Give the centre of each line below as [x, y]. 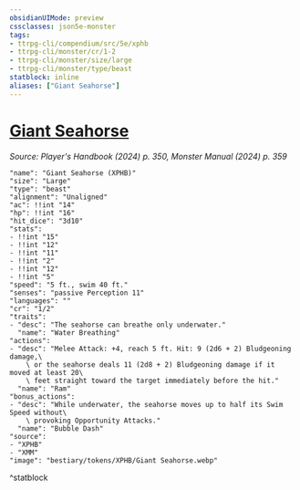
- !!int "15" [34, 237]
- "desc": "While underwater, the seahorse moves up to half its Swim [146, 404]
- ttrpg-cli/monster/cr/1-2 [63, 52]
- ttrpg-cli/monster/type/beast [71, 69]
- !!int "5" [32, 276]
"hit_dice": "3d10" [47, 221]
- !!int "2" [32, 261]
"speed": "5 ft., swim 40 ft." [69, 285]
